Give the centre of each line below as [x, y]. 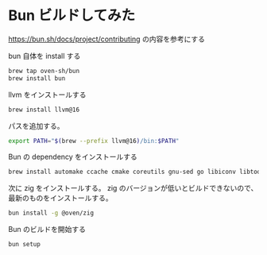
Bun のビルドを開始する [47, 230]
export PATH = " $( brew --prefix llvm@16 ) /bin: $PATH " [94, 141]
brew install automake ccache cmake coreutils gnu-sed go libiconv [122, 172]
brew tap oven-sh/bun [44, 71]
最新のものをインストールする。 [60, 198]
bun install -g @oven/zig [51, 213]
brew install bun [37, 78]
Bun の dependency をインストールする [73, 157]
